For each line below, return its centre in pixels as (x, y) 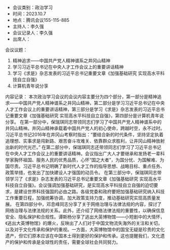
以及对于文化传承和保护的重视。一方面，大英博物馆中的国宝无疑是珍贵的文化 (85, 230)
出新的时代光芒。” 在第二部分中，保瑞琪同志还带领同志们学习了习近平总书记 (83, 147)
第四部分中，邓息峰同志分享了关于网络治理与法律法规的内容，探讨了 (91, 204)
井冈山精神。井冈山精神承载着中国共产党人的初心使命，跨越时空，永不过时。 (85, 128)
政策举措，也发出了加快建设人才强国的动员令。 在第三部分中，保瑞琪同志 (81, 173)
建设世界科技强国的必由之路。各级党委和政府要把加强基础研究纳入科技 (92, 192)
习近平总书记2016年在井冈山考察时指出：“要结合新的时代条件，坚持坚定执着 (84, 135)
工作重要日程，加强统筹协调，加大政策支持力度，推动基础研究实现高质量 (80, 198)
